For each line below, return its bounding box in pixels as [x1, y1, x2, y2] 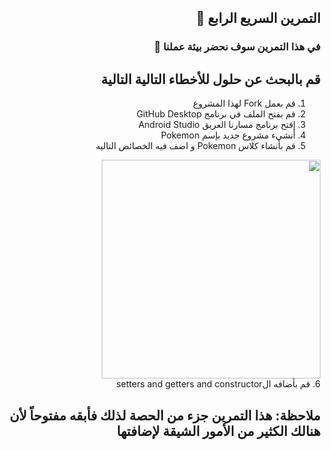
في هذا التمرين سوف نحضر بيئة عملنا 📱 [153, 40, 321, 54]
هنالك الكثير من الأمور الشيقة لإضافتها [116, 422, 321, 440]
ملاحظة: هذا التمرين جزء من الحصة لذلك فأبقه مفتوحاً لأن [9, 407, 321, 424]
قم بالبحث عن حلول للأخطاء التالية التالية [101, 71, 321, 88]
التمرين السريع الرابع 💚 [195, 10, 321, 27]
